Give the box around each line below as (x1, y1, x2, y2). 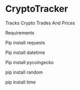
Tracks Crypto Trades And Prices (5, 20, 75, 26)
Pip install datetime (5, 49, 45, 55)
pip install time (5, 79, 36, 85)
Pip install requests (5, 39, 45, 46)
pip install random (5, 69, 43, 75)
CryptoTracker (5, 3, 68, 15)
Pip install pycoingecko (5, 59, 54, 65)
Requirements (5, 29, 35, 36)
